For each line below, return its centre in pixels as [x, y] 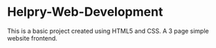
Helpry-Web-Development [85, 12]
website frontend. [32, 38]
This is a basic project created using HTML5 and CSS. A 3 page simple [108, 31]
